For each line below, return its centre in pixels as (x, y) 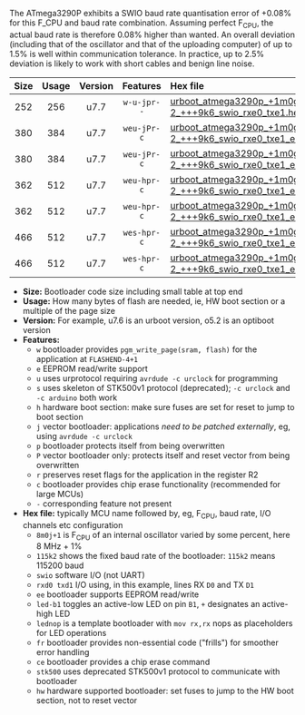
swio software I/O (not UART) (90, 575)
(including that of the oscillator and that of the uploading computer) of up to (151, 44)
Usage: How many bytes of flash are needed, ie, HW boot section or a (154, 301)
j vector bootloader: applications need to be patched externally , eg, (163, 426)
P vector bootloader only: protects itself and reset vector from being (163, 455)
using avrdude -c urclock (84, 436)
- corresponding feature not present (104, 504)
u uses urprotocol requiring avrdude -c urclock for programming (157, 378)
